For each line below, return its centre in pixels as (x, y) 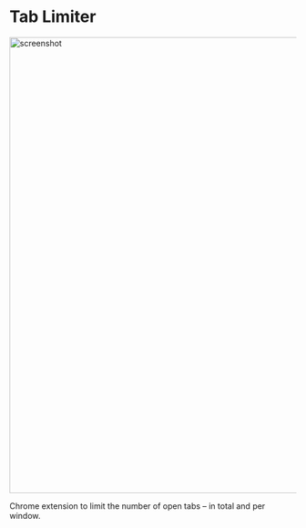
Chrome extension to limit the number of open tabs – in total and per (138, 506)
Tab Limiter (53, 17)
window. (25, 515)
